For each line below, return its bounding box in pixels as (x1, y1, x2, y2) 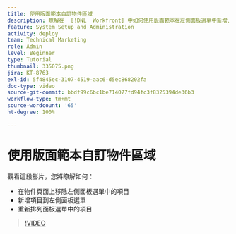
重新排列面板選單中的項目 (17, 204, 93, 213)
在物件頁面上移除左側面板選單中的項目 (17, 187, 129, 195)
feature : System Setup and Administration (7, 23, 134, 30)
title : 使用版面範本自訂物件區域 (7, 10, 93, 18)
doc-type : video (7, 82, 55, 90)
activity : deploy (7, 30, 59, 37)
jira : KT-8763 (7, 69, 49, 76)
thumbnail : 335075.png (7, 63, 74, 70)
